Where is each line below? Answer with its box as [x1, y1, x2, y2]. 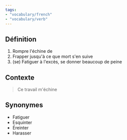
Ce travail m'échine [17, 87, 57, 92]
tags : [5, 7, 16, 12]
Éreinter [12, 125, 29, 131]
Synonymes [5, 101, 43, 110]
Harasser [12, 130, 31, 136]
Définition [5, 35, 36, 43]
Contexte [5, 73, 35, 82]
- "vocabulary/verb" [5, 16, 48, 21]
